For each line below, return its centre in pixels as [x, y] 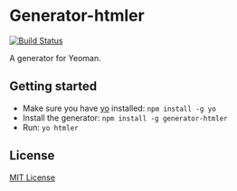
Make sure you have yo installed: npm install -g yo [119, 108]
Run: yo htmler [50, 127]
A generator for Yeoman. [55, 58]
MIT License [33, 177]
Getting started [53, 86]
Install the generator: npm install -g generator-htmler [125, 117]
